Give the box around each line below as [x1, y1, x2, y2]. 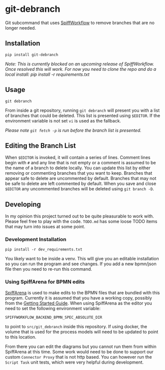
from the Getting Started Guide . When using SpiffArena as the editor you [5, 300, 152, 306]
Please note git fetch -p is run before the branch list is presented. [5, 127, 142, 133]
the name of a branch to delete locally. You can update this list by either [5, 165, 151, 171]
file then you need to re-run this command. [5, 266, 93, 272]
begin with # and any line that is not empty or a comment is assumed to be [5, 160, 156, 166]
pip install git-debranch [5, 52, 58, 57]
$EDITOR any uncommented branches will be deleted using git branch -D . [5, 186, 154, 192]
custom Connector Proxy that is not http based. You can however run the [5, 354, 152, 360]
